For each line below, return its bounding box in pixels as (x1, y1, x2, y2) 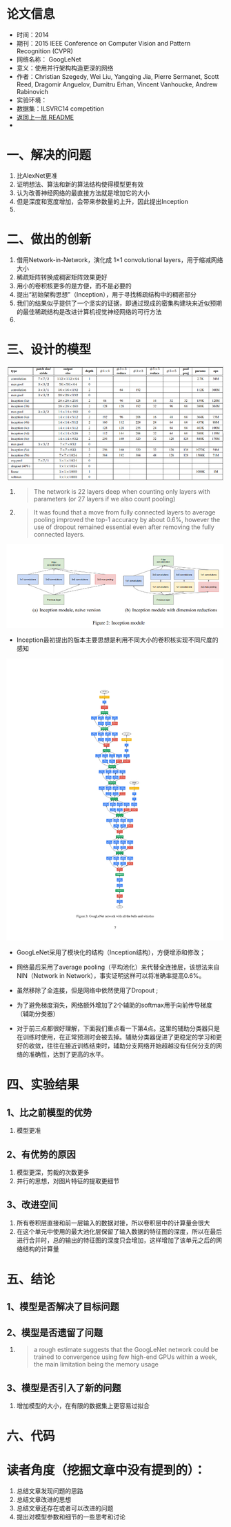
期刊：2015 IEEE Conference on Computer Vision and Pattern (16, 39, 191, 47)
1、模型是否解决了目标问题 (6, 1301, 120, 1313)
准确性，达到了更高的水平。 (28, 1051, 108, 1059)
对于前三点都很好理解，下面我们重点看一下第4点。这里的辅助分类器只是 (16, 1024, 220, 1033)
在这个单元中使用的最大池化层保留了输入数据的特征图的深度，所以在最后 (16, 1227, 222, 1235)
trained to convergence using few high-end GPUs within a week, (33, 1353, 218, 1361)
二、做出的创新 (6, 232, 92, 248)
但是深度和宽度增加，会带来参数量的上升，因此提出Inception (16, 197, 189, 205)
